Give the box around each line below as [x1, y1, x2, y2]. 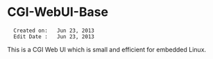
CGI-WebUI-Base [7, 4, 109, 20]
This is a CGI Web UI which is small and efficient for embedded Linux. [7, 45, 207, 53]
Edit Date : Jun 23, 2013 [13, 33, 95, 40]
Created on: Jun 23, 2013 [13, 27, 95, 34]
